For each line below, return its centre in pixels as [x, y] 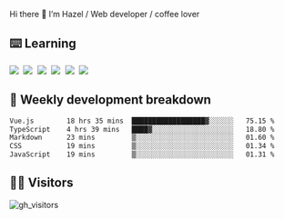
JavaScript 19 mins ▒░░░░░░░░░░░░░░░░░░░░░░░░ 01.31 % [142, 154]
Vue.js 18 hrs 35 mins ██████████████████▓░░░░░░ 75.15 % [142, 121]
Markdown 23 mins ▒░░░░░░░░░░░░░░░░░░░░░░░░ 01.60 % [142, 138]
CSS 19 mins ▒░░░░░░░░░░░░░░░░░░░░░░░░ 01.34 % [142, 146]
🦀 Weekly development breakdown [111, 100]
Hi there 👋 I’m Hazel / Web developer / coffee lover [105, 14]
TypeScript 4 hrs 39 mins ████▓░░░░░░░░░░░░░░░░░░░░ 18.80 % [142, 129]
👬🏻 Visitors [42, 183]
